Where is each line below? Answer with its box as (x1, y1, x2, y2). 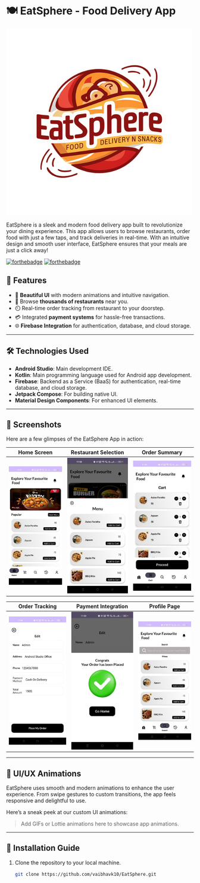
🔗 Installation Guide (6, 843, 80, 853)
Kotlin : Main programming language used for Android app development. (14, 371, 192, 378)
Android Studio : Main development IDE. (14, 365, 113, 372)
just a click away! (6, 246, 49, 253)
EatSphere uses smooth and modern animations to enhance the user (6, 784, 174, 792)
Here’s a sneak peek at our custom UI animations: (6, 808, 128, 815)
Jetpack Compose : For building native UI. (14, 390, 118, 398)
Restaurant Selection (70, 448, 124, 456)
